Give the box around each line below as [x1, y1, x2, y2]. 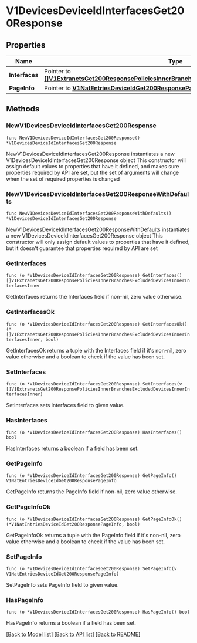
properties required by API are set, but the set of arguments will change [6, 169, 179, 176]
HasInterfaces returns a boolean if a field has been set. [6, 445, 139, 452]
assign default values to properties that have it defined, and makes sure [6, 163, 179, 170]
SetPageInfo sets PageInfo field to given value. [6, 581, 119, 588]
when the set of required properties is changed [6, 175, 120, 182]
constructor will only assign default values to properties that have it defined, [6, 238, 190, 245]
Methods [6, 104, 40, 114]
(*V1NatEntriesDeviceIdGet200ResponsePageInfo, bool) [6, 521, 141, 527]
